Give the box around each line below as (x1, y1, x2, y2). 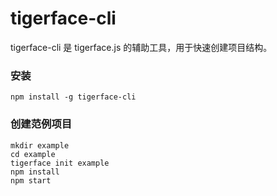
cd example (10, 149, 56, 159)
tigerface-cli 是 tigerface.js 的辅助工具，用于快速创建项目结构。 (10, 41, 273, 53)
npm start (10, 175, 52, 186)
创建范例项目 (10, 117, 73, 131)
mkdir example (10, 140, 70, 151)
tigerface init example (10, 158, 110, 168)
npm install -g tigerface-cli (10, 92, 137, 102)
